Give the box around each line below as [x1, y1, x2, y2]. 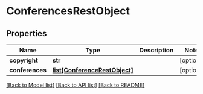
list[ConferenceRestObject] [52, 66, 134, 74]
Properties [6, 28, 47, 39]
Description [139, 46, 174, 54]
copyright [9, 56, 38, 64]
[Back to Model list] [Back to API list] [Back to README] [6, 81, 145, 89]
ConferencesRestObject [6, 4, 130, 18]
